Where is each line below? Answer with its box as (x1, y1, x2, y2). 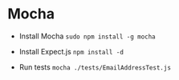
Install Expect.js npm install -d (18, 46, 124, 56)
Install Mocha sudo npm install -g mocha (18, 31, 156, 41)
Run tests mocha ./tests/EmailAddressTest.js (18, 62, 172, 72)
